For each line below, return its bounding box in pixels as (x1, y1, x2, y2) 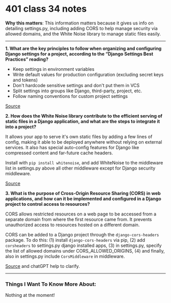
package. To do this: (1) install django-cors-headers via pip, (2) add (5, 237, 145, 243)
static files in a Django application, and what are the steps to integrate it (5, 118, 160, 124)
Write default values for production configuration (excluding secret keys (12, 71, 164, 77)
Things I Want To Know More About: (5, 281, 97, 288)
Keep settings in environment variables (12, 66, 95, 72)
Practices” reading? (5, 56, 49, 62)
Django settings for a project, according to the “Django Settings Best (5, 50, 154, 57)
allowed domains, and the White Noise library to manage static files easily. (5, 31, 161, 37)
